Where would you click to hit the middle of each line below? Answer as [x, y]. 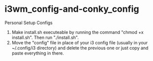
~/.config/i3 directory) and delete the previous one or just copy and [80, 48]
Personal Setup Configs [29, 23]
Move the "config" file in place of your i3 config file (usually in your [80, 42]
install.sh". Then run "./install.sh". [45, 37]
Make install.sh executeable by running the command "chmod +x [77, 32]
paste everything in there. [38, 53]
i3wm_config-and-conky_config [72, 9]
